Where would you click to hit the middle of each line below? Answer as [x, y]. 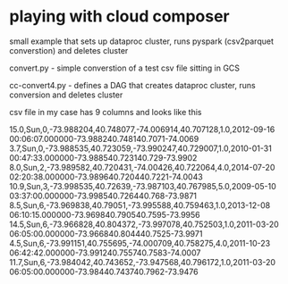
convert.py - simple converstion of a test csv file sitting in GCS [124, 68]
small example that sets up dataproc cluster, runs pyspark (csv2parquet [142, 41]
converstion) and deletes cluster [69, 50]
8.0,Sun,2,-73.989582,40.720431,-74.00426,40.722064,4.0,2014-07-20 [142, 167]
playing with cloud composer [119, 17]
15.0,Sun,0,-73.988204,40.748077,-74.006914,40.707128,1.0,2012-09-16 [142, 129]
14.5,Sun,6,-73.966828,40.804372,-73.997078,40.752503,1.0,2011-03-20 [144, 224]
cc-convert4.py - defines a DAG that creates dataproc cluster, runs [133, 85]
